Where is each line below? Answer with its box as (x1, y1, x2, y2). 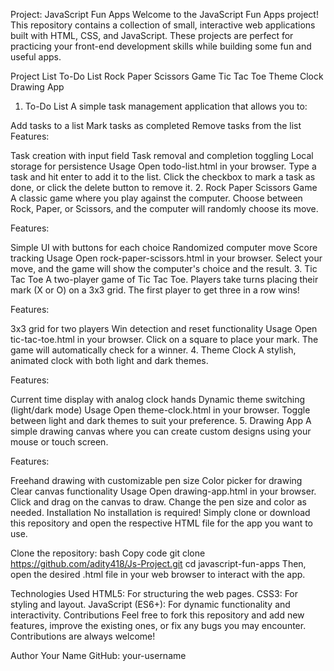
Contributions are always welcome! (10, 630, 156, 642)
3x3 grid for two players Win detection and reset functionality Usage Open (10, 323, 318, 334)
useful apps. (10, 51, 62, 63)
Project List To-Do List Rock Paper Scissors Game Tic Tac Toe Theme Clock (10, 70, 324, 82)
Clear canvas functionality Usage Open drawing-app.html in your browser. (10, 485, 317, 497)
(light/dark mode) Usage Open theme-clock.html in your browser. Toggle (10, 404, 311, 416)
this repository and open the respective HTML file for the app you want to (10, 517, 314, 529)
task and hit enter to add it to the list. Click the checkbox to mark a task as (10, 171, 316, 183)
